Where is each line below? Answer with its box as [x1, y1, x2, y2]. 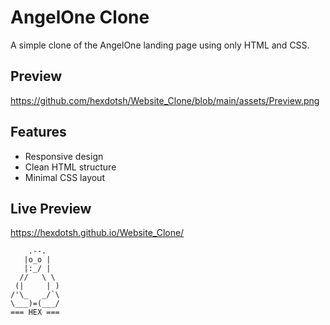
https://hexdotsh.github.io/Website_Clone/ [10, 227, 185, 239]
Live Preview [10, 200, 92, 217]
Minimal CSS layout [24, 171, 105, 183]
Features [10, 124, 67, 141]
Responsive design [24, 150, 104, 162]
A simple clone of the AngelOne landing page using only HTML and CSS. [10, 39, 310, 51]
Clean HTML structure [24, 161, 117, 173]
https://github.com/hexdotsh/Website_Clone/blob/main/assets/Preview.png [10, 94, 320, 106]
